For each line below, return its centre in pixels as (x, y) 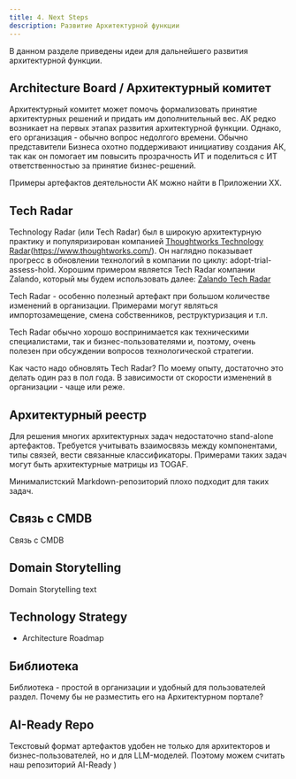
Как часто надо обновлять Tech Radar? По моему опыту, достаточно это (147, 368)
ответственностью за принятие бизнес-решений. (102, 166)
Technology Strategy (68, 617)
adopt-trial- (250, 260)
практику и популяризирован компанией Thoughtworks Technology (137, 242)
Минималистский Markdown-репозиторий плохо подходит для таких (139, 481)
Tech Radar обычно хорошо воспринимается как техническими (129, 332)
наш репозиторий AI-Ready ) (63, 765)
